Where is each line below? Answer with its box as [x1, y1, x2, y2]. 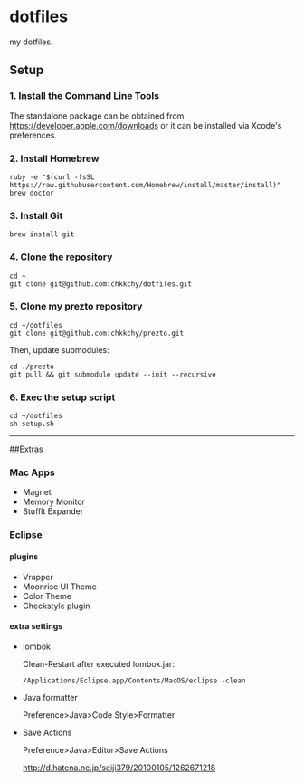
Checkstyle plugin [22, 600, 90, 611]
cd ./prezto [9, 362, 54, 371]
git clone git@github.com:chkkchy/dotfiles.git [9, 279, 193, 289]
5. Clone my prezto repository [9, 300, 143, 313]
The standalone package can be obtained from [9, 110, 185, 121]
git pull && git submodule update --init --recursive [9, 369, 217, 379]
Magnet [22, 487, 52, 498]
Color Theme [22, 590, 72, 601]
